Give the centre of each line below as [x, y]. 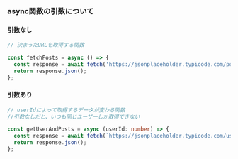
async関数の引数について [51, 11]
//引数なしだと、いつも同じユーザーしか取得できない [74, 116]
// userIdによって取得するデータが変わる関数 [66, 110]
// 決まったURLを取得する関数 [46, 45]
